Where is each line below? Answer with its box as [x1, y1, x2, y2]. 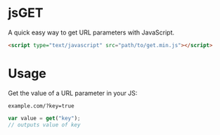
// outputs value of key [8, 121, 81, 128]
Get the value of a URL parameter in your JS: [8, 89, 138, 97]
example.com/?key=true [8, 102, 75, 110]
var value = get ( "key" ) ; [8, 115, 81, 122]
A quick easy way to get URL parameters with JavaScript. [8, 28, 175, 37]
